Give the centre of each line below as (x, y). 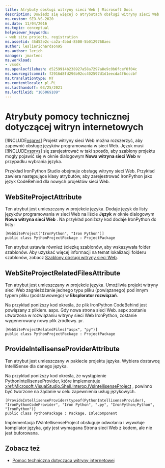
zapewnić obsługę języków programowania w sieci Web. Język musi (74, 146)
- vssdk (13, 65)
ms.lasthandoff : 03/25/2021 (34, 87)
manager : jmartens (24, 55)
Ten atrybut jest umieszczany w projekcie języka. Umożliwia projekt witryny (82, 285)
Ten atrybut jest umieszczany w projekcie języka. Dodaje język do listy (77, 209)
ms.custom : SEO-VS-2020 (29, 19)
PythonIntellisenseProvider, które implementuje (53, 381)
